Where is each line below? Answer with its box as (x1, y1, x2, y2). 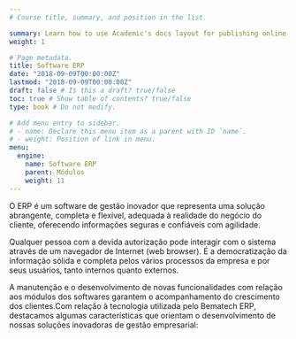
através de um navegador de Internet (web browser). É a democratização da (9, 245, 287, 257)
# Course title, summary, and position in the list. (9, 12, 208, 22)
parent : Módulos (25, 167, 86, 177)
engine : (17, 151, 46, 160)
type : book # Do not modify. (9, 103, 117, 112)
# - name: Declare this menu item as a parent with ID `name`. (9, 127, 247, 135)
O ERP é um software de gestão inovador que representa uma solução (9, 200, 265, 211)
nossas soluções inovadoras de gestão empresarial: (9, 320, 199, 330)
